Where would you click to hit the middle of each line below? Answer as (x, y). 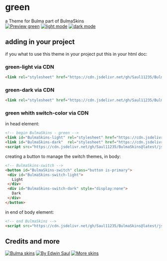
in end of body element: (30, 212)
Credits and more (33, 241)
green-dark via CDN (30, 90)
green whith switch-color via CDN (47, 113)
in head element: (22, 124)
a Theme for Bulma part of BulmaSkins (45, 21)
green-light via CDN (30, 67)
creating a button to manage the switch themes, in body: (63, 156)
